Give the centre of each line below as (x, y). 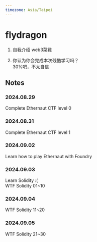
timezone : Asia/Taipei (29, 10)
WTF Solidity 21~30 (26, 234)
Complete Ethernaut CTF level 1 (38, 132)
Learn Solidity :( (22, 180)
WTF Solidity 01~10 (25, 186)
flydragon (26, 35)
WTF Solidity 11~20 (25, 210)
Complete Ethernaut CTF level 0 (38, 108)
